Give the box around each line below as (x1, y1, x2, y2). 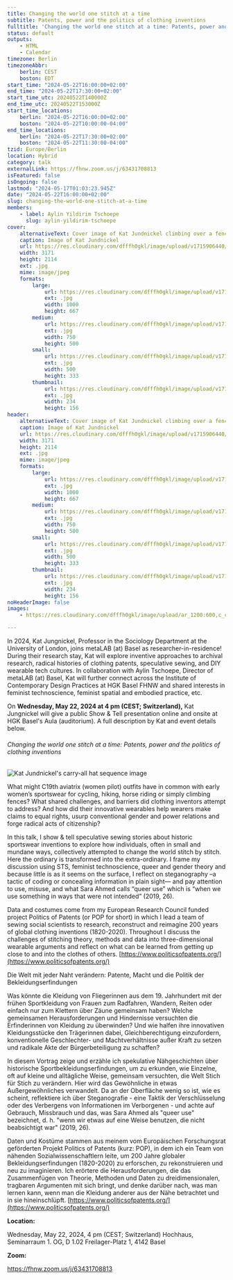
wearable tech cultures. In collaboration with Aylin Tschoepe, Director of (7, 666, 214, 675)
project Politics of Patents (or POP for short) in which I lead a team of (7, 913, 205, 922)
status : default (7, 29, 54, 37)
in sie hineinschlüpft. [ (7, 1196, 71, 1204)
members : (7, 205, 33, 211)
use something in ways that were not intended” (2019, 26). (7, 892, 175, 901)
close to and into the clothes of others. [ (7, 950, 121, 959)
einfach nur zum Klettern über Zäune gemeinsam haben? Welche (7, 1007, 193, 1015)
